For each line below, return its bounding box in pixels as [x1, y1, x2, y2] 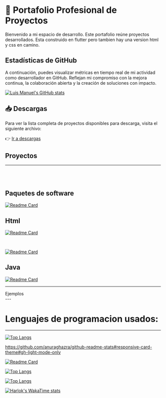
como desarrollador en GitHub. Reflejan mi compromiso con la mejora [5, 74, 147, 81]
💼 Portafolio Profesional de [5, 4, 117, 16]
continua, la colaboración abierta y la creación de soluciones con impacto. [5, 80, 157, 86]
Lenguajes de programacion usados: [5, 313, 159, 324]
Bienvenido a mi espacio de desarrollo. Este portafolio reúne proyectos [5, 31, 150, 37]
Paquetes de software [5, 189, 74, 197]
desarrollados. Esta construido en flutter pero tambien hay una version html [5, 37, 159, 43]
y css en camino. [5, 42, 40, 48]
